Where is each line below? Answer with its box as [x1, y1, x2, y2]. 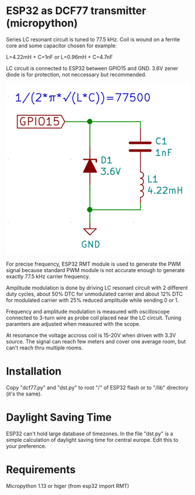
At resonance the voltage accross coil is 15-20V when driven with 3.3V [6, 332, 176, 339]
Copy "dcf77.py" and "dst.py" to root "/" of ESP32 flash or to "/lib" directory [6, 384, 189, 391]
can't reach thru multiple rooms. [6, 344, 83, 352]
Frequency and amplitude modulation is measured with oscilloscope [6, 308, 170, 315]
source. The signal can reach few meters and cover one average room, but [6, 338, 186, 345]
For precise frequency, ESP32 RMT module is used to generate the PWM [6, 260, 181, 267]
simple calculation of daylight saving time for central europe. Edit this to [6, 436, 179, 444]
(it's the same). [6, 390, 43, 397]
